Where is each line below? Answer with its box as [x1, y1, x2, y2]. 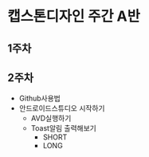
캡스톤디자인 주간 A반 [7, 7, 141, 26]
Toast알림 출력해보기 [30, 124, 96, 133]
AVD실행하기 [30, 113, 72, 124]
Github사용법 [18, 93, 61, 104]
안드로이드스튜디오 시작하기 [18, 104, 105, 113]
